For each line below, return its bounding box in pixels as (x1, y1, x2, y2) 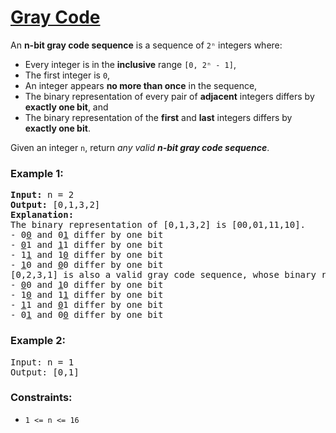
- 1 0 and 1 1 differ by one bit (10, 289, 164, 301)
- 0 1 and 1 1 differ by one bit (10, 239, 164, 251)
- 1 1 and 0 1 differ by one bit (10, 299, 164, 311)
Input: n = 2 (10, 189, 75, 201)
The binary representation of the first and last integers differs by (24, 111, 293, 123)
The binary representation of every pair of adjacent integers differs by (24, 90, 315, 102)
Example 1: (10, 166, 64, 180)
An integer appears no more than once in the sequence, (24, 79, 258, 91)
